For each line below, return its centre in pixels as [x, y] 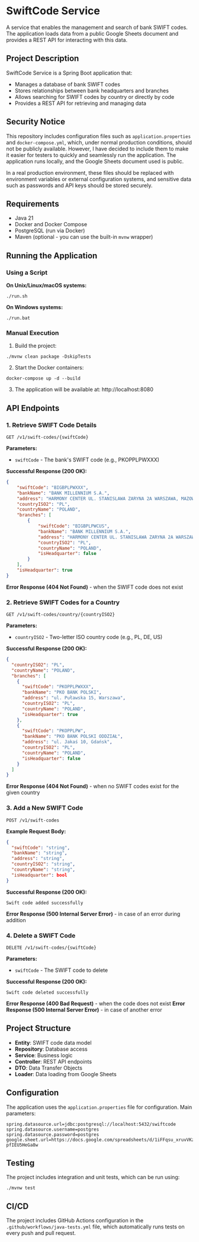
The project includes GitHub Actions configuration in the [75, 1221]
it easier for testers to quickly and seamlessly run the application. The [91, 155]
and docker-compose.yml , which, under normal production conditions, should [99, 142]
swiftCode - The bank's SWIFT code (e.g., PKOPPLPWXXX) [87, 460]
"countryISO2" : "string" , [44, 864]
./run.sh [17, 296]
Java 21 [24, 218]
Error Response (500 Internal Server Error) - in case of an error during [93, 914]
